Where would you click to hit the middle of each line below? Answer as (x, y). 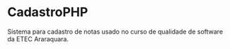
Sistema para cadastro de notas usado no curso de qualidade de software (115, 31)
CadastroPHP (48, 12)
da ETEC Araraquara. (38, 38)
